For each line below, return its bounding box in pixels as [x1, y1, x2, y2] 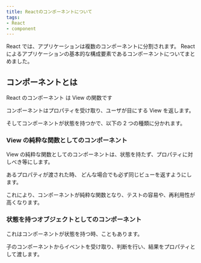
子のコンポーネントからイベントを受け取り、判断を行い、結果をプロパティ [6, 243, 191, 250]
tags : [6, 14, 20, 20]
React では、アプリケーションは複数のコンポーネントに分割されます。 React [6, 43, 196, 50]
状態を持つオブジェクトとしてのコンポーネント [6, 216, 142, 224]
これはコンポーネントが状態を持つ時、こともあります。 [6, 230, 143, 237]
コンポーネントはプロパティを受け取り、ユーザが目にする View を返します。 [6, 107, 194, 114]
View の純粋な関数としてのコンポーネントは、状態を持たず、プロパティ [6, 151, 183, 158]
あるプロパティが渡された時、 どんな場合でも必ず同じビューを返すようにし [6, 171, 193, 178]
